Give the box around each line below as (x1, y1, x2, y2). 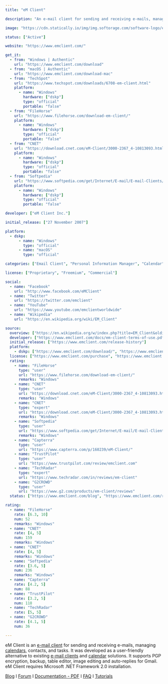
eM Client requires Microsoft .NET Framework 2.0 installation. (5, 663, 132, 669)
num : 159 (14, 535, 32, 541)
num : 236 (14, 568, 32, 573)
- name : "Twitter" (9, 293, 48, 298)
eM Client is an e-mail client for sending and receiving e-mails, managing (5, 642, 156, 648)
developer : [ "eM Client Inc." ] (5, 211, 70, 216)
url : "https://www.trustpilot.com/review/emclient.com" (18, 461, 137, 466)
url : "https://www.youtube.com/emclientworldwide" (14, 307, 122, 312)
